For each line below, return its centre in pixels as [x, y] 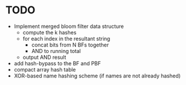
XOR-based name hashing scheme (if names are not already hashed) [97, 76]
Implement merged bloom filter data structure [69, 26]
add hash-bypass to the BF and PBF [57, 63]
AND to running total [56, 51]
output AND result [44, 57]
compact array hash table [45, 69]
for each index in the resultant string [66, 38]
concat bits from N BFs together [70, 45]
